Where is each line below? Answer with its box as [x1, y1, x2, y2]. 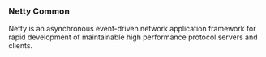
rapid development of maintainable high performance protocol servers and [8, 32, 258, 42]
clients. [8, 41, 33, 51]
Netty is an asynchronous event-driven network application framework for [8, 24, 257, 34]
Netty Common [8, 6, 71, 17]
